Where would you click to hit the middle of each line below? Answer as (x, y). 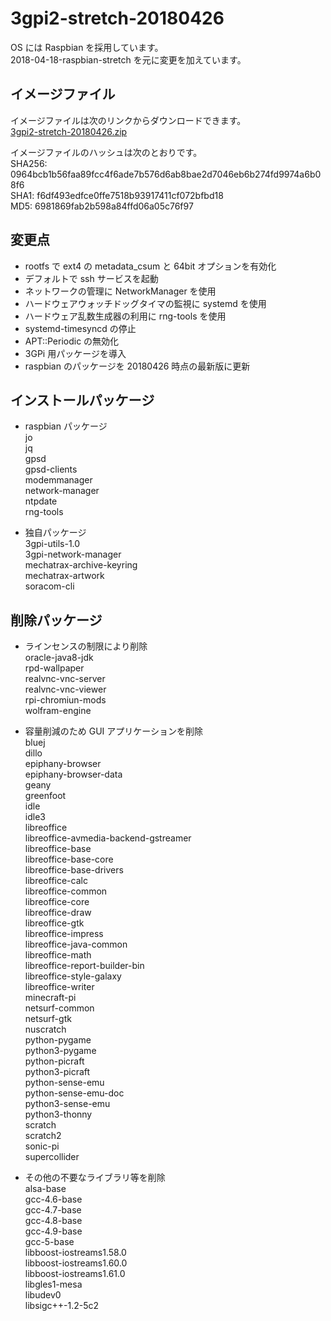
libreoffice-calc (56, 881)
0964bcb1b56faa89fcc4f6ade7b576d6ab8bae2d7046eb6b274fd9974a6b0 (166, 174)
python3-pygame (60, 1051)
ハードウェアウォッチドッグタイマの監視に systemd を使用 (145, 303)
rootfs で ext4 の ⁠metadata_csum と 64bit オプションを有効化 (150, 266)
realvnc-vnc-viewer (65, 689)
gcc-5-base (49, 1242)
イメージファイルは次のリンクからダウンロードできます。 (128, 120)
